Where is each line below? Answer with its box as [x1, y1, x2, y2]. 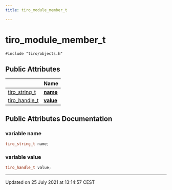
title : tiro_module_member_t [5, 7, 68, 13]
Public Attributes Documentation [5, 114, 113, 123]
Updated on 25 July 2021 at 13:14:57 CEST [5, 179, 95, 185]
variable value [5, 153, 41, 160]
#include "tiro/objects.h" [5, 51, 63, 56]
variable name [5, 130, 42, 137]
